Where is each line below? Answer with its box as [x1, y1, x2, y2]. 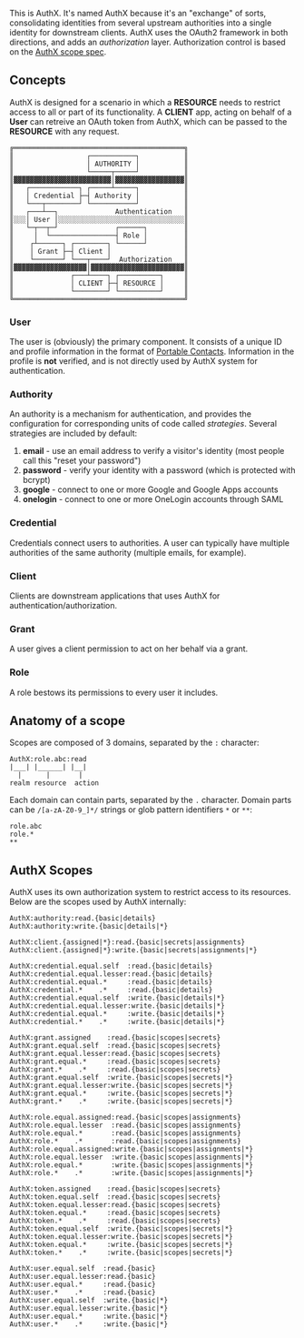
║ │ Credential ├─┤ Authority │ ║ [9, 191, 189, 200]
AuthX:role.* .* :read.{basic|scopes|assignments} [9, 1137, 242, 1146]
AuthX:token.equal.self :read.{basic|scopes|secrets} [9, 1192, 221, 1202]
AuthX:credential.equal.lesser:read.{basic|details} [9, 970, 213, 979]
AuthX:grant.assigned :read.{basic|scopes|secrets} [9, 1033, 221, 1042]
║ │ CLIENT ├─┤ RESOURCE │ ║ [9, 278, 189, 287]
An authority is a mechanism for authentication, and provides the [9, 408, 252, 419]
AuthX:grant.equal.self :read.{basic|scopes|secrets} [9, 1041, 221, 1051]
